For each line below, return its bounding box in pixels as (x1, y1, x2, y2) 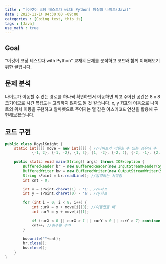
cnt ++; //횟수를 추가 (31, 223, 71, 227)
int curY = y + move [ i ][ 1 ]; (31, 209, 90, 215)
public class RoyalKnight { (5, 141, 63, 146)
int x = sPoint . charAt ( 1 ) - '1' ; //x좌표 (23, 187, 107, 191)
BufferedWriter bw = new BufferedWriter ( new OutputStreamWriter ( (23, 168, 161, 173)
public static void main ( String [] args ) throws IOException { (14, 159, 145, 164)
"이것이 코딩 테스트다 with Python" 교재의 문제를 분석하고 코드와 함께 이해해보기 (5, 57, 160, 63)
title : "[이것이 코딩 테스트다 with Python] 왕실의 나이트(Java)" (5, 7, 131, 12)
